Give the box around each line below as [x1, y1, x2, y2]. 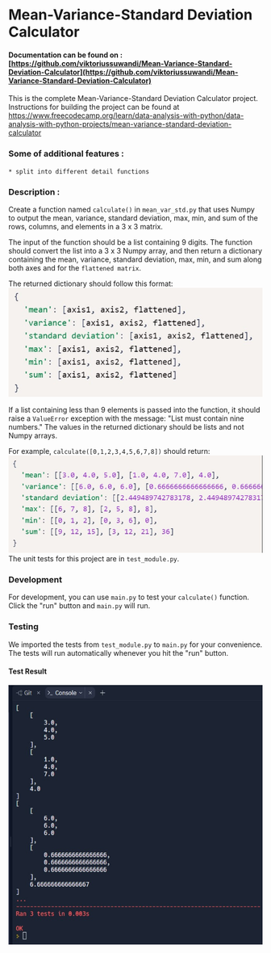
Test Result [8, 666, 47, 676]
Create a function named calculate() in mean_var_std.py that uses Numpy [8, 204, 256, 214]
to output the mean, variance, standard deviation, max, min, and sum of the [8, 212, 258, 223]
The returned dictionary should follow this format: [8, 279, 173, 288]
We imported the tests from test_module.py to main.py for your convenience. [8, 640, 263, 649]
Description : [8, 186, 60, 197]
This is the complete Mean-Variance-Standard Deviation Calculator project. [8, 94, 258, 103]
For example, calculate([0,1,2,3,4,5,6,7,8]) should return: [8, 447, 211, 456]
